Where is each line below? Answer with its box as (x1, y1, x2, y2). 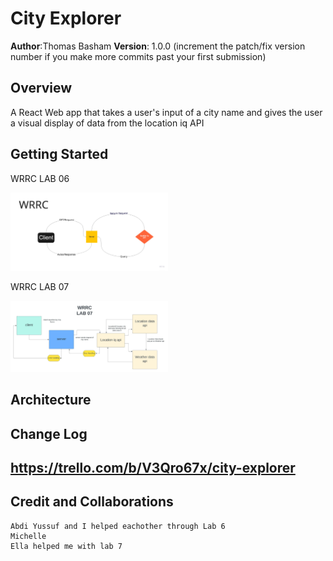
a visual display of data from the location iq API (10, 117, 205, 129)
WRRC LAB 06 (10, 172, 70, 184)
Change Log (10, 425, 88, 442)
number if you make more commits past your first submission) (10, 50, 267, 62)
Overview (10, 80, 73, 97)
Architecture (10, 392, 92, 409)
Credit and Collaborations (10, 493, 174, 511)
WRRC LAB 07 (10, 281, 70, 293)
